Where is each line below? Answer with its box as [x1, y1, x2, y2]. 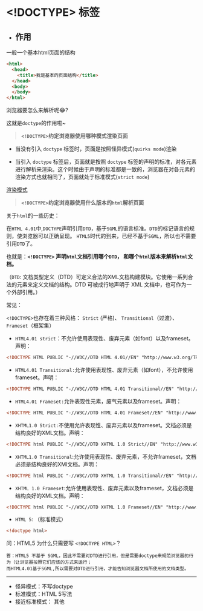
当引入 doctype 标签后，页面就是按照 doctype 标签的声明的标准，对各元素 [14, 158, 197, 166]
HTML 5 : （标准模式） [14, 516, 66, 523]
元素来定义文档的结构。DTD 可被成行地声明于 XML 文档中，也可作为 [16, 281, 187, 288]
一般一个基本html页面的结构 [6, 49, 76, 56]
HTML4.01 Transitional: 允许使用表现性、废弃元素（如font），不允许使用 [14, 366, 193, 373]
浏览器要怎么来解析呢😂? [6, 107, 68, 114]
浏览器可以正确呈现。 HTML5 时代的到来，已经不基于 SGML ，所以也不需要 [22, 232, 196, 240]
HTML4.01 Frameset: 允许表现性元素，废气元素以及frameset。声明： [14, 397, 182, 405]
